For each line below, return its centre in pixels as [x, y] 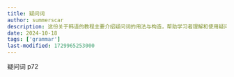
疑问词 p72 [23, 66]
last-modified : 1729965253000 [51, 46]
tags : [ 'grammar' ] [34, 40]
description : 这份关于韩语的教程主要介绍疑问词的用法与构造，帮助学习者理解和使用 [113, 26]
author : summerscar [36, 20]
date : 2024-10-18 [32, 33]
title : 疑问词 [26, 14]
